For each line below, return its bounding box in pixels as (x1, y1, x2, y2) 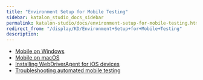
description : (6, 31, 39, 37)
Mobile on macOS (14, 54, 60, 61)
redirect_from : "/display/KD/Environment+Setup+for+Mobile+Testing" (6, 25, 182, 32)
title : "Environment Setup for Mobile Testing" (6, 8, 129, 15)
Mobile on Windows (14, 48, 65, 55)
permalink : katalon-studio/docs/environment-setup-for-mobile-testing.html (6, 20, 201, 26)
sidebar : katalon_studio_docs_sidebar (6, 14, 104, 20)
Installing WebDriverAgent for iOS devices (14, 61, 120, 68)
